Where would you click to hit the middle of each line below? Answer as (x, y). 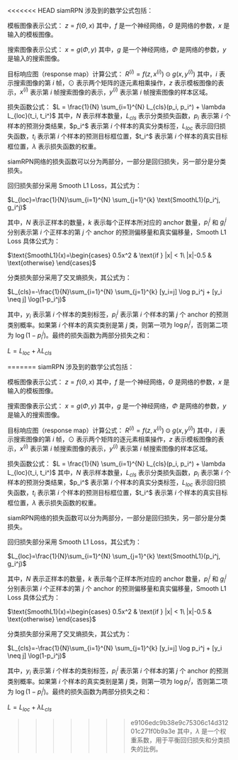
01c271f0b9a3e (153, 731)
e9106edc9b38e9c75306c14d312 (180, 722)
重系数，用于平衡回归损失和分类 (177, 740)
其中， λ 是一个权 (202, 731)
